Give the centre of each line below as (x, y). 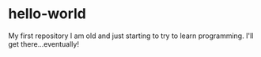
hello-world (47, 14)
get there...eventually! (43, 44)
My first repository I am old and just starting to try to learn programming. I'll (131, 36)
